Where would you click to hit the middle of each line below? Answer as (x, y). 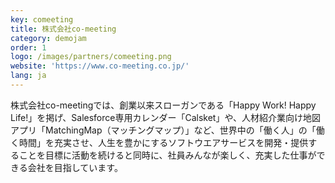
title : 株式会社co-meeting (63, 29)
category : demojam (48, 38)
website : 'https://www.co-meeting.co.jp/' (100, 66)
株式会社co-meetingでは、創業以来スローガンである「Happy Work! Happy (163, 105)
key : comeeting (42, 19)
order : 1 (28, 47)
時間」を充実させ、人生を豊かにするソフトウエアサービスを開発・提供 (163, 142)
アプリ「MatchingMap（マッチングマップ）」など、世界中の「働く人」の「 (163, 130)
